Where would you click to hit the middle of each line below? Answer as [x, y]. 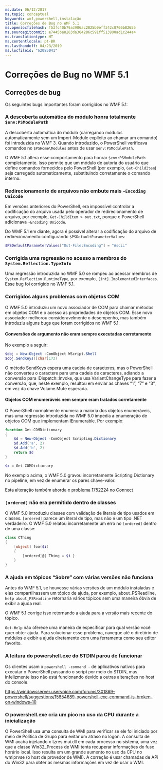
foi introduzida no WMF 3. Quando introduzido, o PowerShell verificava [76, 143]
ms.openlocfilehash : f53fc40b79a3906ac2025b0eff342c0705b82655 [71, 28]
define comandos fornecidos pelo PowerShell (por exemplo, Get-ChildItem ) [81, 168]
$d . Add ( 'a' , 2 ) [29, 443]
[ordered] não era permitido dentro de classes [61, 502]
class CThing [18, 538]
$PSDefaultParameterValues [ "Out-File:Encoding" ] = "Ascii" [66, 246]
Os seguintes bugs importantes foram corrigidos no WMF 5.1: [66, 104]
